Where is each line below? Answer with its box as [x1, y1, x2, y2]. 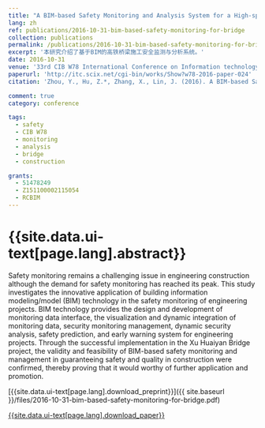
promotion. [8, 371, 44, 381]
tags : [8, 114, 26, 122]
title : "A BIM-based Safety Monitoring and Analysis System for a [8, 11, 231, 20]
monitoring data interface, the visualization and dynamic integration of [8, 313, 237, 322]
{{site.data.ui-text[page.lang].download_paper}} [8, 410, 166, 419]
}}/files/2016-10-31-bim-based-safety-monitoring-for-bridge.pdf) [8, 395, 221, 404]
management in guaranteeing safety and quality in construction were [8, 355, 233, 364]
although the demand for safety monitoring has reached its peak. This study [8, 279, 256, 288]
